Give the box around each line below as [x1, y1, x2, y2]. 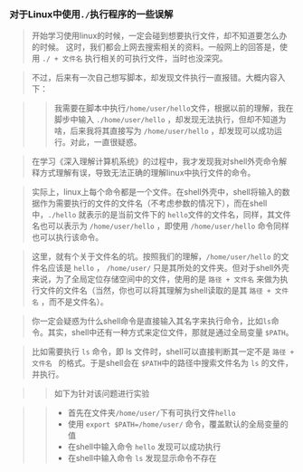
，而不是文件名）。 [40, 296, 109, 307]
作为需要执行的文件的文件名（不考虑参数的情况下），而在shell [39, 197, 268, 209]
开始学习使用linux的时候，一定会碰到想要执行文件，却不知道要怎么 [31, 30, 279, 42]
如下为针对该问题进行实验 [53, 388, 150, 400]
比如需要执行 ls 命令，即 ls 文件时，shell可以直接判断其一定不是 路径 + [31, 346, 295, 357]
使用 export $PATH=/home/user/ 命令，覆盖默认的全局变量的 [67, 419, 289, 429]
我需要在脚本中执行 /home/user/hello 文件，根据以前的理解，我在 [53, 102, 294, 114]
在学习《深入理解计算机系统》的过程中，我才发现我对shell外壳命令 [31, 156, 279, 167]
